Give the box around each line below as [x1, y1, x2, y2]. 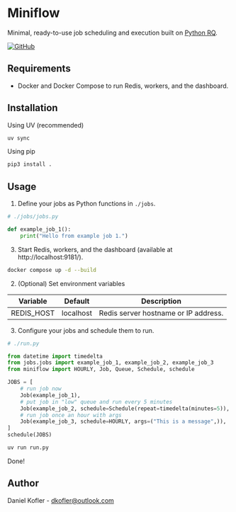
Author [7, 477, 39, 489]
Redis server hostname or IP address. [99, 308, 224, 318]
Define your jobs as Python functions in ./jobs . [17, 200, 156, 208]
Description [140, 296, 182, 306]
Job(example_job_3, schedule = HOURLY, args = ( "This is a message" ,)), [20, 418, 227, 426]
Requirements [7, 62, 71, 75]
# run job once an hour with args [20, 411, 122, 419]
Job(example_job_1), [20, 392, 81, 399]
